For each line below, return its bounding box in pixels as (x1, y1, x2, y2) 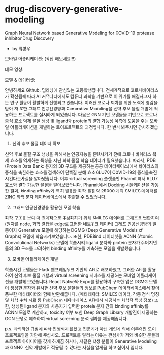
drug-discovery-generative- (5, 3, 123, 15)
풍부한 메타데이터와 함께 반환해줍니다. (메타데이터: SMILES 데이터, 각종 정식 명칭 (5, 291, 159, 297)
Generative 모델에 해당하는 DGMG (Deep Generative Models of (18, 227, 143, 233)
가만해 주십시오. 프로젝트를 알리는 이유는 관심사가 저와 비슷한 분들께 (30, 332, 160, 338)
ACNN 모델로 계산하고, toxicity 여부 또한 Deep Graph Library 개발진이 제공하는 (5, 309, 158, 315)
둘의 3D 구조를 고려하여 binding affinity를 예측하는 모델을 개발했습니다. (5, 246, 142, 251)
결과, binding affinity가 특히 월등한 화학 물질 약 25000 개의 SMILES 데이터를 (10, 188, 158, 193)
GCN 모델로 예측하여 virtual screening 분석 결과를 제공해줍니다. (5, 315, 128, 321)
